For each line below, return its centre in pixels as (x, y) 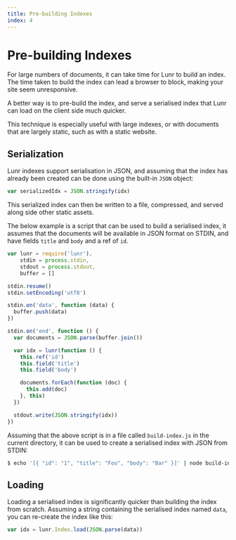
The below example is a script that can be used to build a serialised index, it (117, 226)
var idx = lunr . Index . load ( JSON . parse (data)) (75, 530)
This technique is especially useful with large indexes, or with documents (113, 125)
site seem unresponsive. (43, 89)
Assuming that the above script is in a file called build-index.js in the (108, 435)
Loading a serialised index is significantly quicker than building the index (112, 502)
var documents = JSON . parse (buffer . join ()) (78, 338)
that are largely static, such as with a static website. (82, 132)
